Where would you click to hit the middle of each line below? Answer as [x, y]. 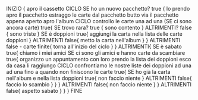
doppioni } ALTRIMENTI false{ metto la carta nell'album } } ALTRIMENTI [93, 40]
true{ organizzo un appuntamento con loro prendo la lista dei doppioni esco [99, 59]
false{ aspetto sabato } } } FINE [44, 91]
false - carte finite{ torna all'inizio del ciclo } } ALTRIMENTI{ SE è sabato [94, 46]
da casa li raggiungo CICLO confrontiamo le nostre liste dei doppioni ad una [99, 65]
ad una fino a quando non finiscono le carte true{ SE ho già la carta [88, 72]
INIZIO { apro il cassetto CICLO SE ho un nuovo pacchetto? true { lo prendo [98, 9]
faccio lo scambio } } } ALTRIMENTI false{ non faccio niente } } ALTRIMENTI [99, 85]
